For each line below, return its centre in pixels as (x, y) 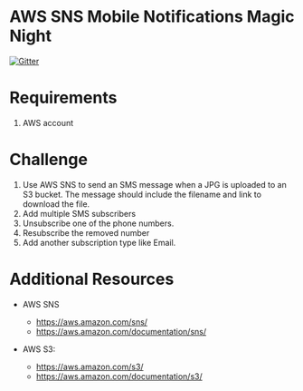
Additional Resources (92, 279)
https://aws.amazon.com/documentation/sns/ (121, 331)
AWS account (48, 122)
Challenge (49, 160)
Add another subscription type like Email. (99, 242)
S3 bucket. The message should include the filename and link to (142, 194)
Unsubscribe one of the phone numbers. (98, 223)
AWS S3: (39, 349)
